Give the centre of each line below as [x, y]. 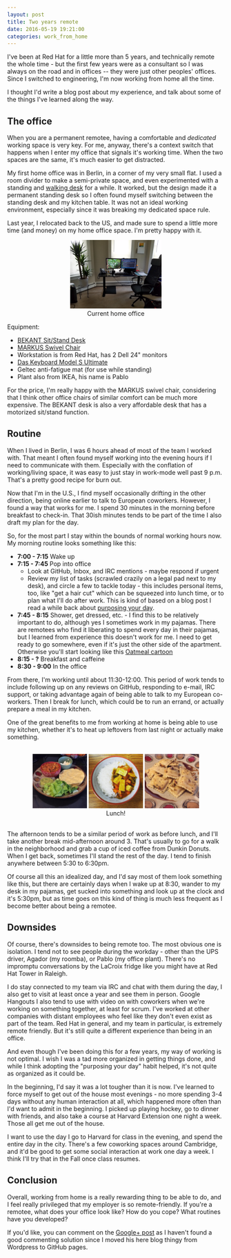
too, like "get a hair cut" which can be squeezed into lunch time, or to [125, 593]
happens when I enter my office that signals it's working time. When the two [115, 152]
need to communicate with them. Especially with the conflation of [100, 465]
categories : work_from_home [48, 37]
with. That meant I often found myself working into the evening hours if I [110, 458]
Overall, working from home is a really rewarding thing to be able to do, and [114, 1197]
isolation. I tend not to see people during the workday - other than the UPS [113, 951]
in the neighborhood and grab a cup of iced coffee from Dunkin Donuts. [109, 849]
